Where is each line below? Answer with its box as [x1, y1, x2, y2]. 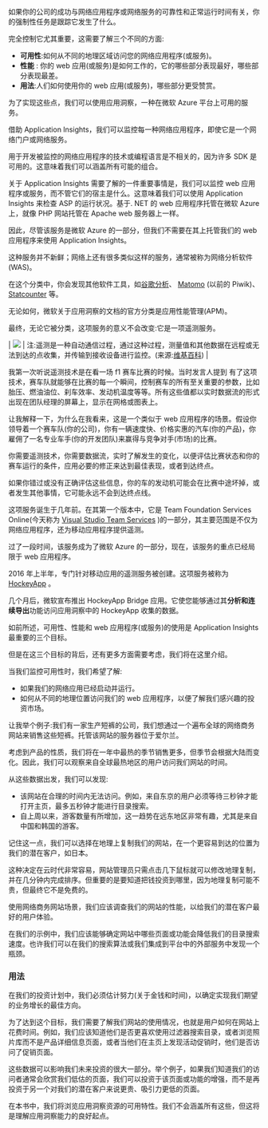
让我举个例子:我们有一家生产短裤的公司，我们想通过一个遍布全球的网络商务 [8, 721, 255, 730]
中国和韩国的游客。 [19, 821, 84, 830]
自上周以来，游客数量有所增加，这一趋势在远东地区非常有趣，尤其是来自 [19, 811, 258, 821]
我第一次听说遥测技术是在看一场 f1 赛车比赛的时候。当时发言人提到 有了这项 [8, 367, 258, 377]
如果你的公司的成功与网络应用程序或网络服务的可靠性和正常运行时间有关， [8, 7, 253, 16]
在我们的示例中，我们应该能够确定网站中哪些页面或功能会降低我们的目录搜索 [8, 929, 260, 938]
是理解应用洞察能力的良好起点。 [8, 1111, 113, 1121]
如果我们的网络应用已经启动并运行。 [19, 683, 140, 693]
